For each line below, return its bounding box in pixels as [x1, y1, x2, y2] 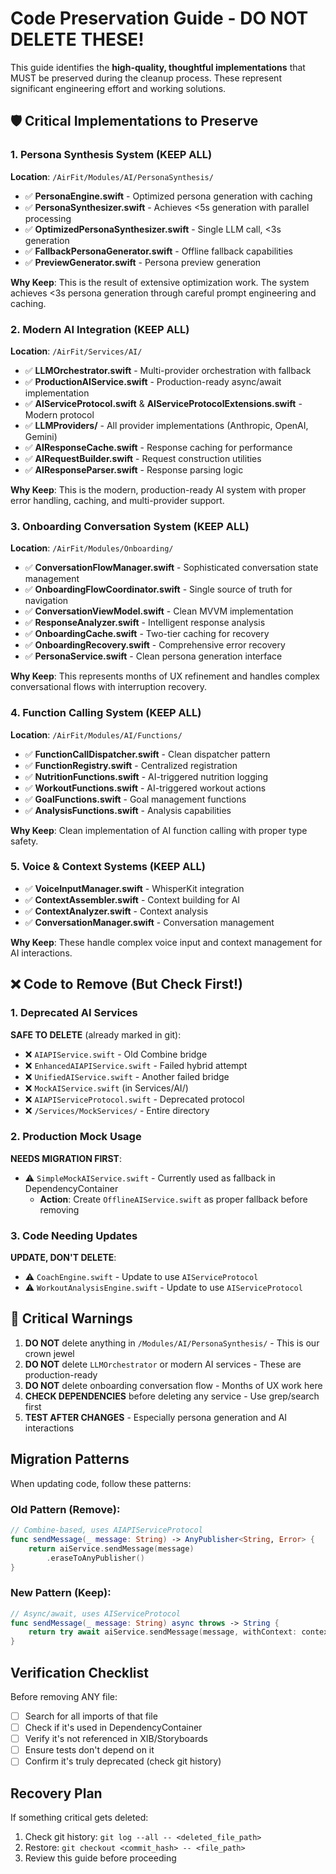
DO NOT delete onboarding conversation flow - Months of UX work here [24, 1379, 323, 1391]
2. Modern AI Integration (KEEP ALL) [10, 322, 190, 336]
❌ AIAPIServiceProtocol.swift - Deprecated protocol [24, 1093, 245, 1105]
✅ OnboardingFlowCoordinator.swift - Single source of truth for [24, 583, 293, 596]
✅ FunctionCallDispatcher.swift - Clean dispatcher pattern [24, 748, 271, 760]
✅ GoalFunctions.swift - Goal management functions [24, 793, 247, 805]
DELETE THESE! [10, 28, 145, 51]
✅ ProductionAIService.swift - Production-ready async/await [24, 375, 282, 387]
